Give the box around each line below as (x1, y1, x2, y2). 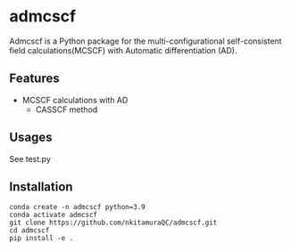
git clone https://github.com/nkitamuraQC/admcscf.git (9, 218, 218, 228)
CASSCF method (35, 104, 98, 115)
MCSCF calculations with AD (21, 94, 129, 105)
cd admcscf (9, 226, 50, 235)
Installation (9, 179, 73, 194)
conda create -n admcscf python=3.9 (9, 203, 145, 212)
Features (9, 71, 60, 86)
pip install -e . (9, 234, 74, 243)
